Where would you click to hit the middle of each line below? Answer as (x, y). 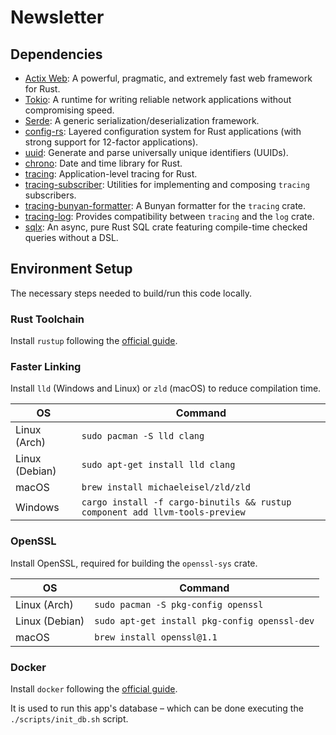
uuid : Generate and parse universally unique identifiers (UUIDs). (156, 152)
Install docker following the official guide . (94, 689)
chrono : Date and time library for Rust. (103, 163)
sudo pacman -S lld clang (143, 436)
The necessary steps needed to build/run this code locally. (131, 293)
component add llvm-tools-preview (163, 512)
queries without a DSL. (71, 237)
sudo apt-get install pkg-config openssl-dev (204, 620)
